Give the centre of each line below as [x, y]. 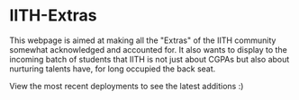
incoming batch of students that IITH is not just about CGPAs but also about [149, 59]
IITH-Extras [53, 16]
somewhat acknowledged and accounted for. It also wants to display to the [149, 49]
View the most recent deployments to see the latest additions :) [127, 86]
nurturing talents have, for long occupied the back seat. [113, 69]
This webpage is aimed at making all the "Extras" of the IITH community [143, 40]
